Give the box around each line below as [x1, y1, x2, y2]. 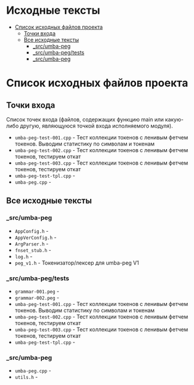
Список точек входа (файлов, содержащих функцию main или [6, 116, 164, 123]
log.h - [14, 253, 33, 260]
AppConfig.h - [14, 227, 49, 234]
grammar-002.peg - [14, 294, 60, 301]
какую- [165, 116, 184, 123]
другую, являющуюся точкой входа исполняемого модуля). [20, 122, 173, 129]
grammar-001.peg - [14, 287, 60, 295]
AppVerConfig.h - [14, 234, 57, 241]
